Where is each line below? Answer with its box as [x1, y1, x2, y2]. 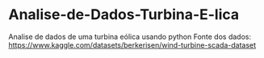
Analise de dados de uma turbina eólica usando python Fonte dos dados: [8, 32, 252, 41]
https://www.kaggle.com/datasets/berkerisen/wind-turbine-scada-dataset [8, 40, 257, 49]
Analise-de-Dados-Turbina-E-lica [8, 6, 240, 24]
